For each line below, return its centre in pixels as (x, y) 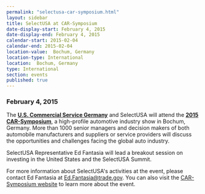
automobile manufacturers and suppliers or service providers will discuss (99, 135)
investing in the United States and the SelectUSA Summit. (79, 159)
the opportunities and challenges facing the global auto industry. (88, 141)
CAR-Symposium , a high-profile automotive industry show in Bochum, (96, 121)
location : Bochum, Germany (42, 63)
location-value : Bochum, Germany (51, 52)
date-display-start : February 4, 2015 (56, 29)
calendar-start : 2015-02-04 (42, 40)
